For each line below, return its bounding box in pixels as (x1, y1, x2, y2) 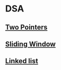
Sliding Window (5, 39, 56, 48)
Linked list (5, 57, 38, 65)
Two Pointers (5, 23, 48, 31)
